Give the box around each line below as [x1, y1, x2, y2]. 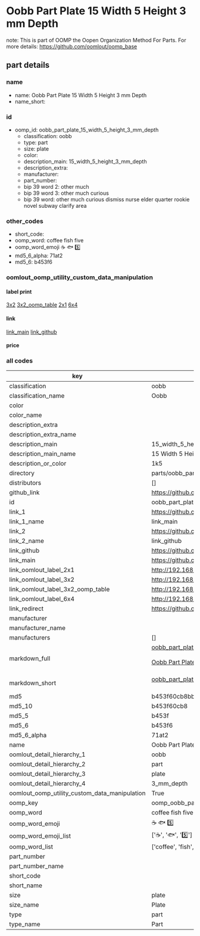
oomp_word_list [9, 843, 54, 851]
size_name [9, 901, 39, 909]
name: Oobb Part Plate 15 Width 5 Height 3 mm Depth [14, 91, 147, 99]
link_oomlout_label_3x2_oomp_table [9, 585, 110, 594]
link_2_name [9, 537, 45, 545]
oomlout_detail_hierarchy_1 [9, 750, 86, 759]
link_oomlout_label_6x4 [9, 595, 75, 603]
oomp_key [9, 799, 39, 807]
